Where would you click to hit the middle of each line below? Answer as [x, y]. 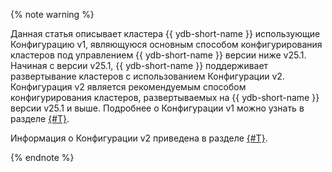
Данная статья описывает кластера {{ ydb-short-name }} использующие [165, 33]
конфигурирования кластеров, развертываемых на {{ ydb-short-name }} [165, 97]
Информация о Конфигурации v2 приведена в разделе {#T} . [139, 138]
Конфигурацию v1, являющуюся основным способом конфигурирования [166, 44]
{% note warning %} [52, 14]
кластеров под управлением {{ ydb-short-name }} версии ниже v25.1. [158, 55]
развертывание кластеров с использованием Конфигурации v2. [147, 76]
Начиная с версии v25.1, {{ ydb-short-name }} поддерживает [139, 65]
